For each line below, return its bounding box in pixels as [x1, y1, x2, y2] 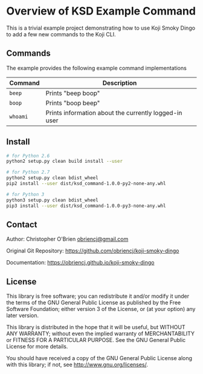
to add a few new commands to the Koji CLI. [6, 30, 116, 38]
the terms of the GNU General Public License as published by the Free [6, 299, 181, 306]
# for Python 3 [6, 191, 45, 197]
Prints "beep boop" [45, 89, 100, 97]
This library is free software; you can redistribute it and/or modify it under [6, 292, 190, 300]
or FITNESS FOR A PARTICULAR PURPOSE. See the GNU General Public [6, 336, 186, 344]
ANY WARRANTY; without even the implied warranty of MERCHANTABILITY [6, 330, 195, 337]
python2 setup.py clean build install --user [6, 159, 123, 165]
